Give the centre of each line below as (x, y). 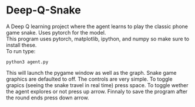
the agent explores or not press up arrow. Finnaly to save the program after (97, 91)
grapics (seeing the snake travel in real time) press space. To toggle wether (97, 85)
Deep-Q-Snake (43, 10)
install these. (21, 45)
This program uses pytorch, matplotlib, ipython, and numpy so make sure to (98, 39)
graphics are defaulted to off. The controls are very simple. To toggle (89, 79)
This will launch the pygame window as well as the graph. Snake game (91, 73)
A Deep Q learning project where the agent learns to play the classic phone (97, 26)
